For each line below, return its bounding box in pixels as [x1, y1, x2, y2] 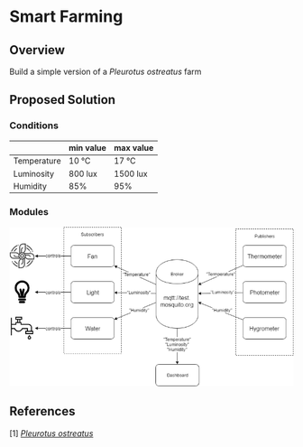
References [9, 404, 76, 419]
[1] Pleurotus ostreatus [9, 427, 94, 439]
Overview [9, 42, 66, 58]
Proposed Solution [9, 92, 115, 107]
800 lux [69, 168, 97, 179]
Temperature [13, 155, 61, 166]
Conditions [9, 119, 59, 132]
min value [69, 143, 106, 154]
